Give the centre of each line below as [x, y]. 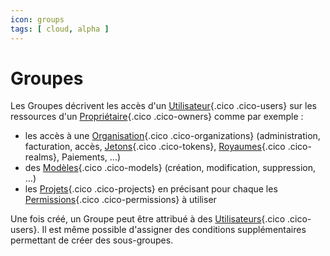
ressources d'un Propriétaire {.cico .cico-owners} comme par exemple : [157, 117]
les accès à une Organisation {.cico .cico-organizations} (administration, [172, 136]
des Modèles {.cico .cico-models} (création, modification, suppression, [170, 168]
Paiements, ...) [91, 157]
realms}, [42, 157]
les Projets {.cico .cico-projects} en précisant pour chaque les [151, 189]
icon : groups [37, 19]
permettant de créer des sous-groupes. [92, 240]
